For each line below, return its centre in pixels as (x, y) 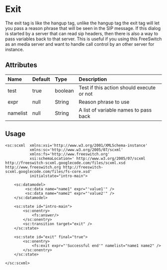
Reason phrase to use (104, 102)
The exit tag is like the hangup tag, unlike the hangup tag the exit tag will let (83, 23)
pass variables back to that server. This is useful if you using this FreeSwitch (83, 39)
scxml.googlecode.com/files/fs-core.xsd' (49, 171)
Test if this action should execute (117, 87)
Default (41, 79)
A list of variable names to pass (115, 110)
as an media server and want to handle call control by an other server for (80, 44)
